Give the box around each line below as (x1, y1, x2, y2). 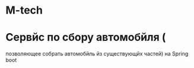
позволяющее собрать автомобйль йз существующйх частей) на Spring (5, 50, 189, 57)
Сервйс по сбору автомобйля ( (5, 31, 166, 44)
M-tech (5, 4, 43, 17)
